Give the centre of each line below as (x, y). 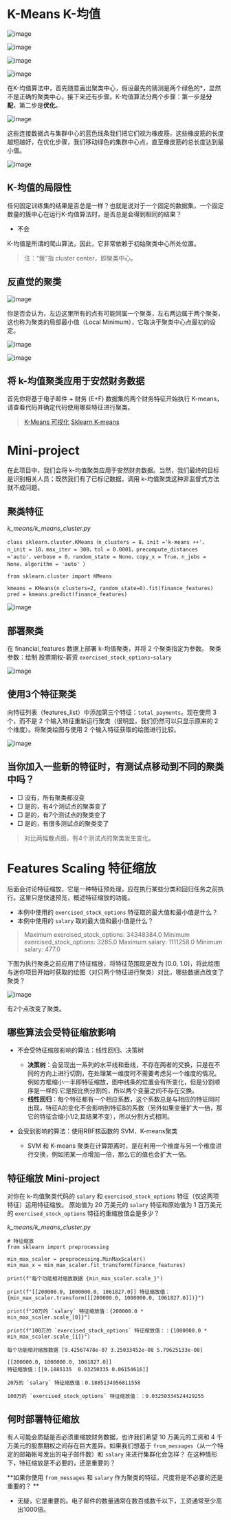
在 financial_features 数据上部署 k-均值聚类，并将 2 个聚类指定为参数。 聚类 (114, 648)
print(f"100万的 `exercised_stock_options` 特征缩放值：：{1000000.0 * (107, 1331)
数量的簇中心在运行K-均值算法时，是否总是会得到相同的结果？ (95, 214)
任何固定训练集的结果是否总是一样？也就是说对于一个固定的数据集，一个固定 (115, 205)
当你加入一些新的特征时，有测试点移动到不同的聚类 (115, 767)
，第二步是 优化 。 (37, 105)
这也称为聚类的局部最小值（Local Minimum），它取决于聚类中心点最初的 (109, 322)
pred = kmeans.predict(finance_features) (67, 595)
